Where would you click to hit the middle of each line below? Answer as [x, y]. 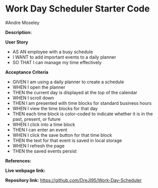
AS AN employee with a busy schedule [53, 52]
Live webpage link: [25, 170]
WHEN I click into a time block [44, 124]
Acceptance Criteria [27, 72]
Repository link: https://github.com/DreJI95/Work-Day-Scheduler [73, 180]
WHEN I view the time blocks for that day [55, 108]
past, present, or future [36, 119]
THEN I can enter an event [40, 130]
